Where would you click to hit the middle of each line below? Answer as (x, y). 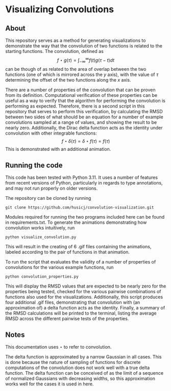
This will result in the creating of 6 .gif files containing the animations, (78, 247)
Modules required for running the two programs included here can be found (85, 217)
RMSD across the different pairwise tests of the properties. (67, 319)
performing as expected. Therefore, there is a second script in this (75, 106)
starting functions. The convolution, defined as (54, 51)
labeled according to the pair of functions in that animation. (68, 252)
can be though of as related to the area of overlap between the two (76, 69)
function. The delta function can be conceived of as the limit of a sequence (84, 373)
